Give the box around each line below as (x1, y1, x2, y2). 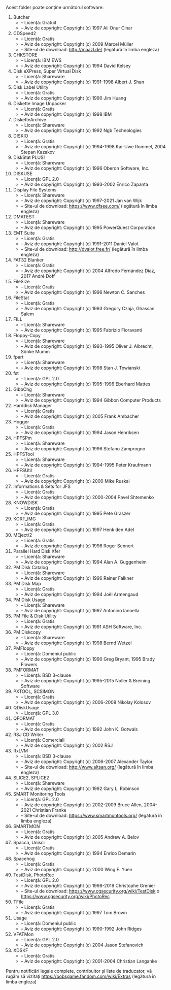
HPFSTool (13, 451, 35, 457)
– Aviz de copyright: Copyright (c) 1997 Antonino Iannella (20, 608, 140, 613)
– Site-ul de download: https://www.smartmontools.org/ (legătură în (20, 812, 162, 818)
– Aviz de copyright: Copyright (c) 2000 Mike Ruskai (20, 478, 130, 484)
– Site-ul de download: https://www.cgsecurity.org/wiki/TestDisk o (20, 888, 160, 894)
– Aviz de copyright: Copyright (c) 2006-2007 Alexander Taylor (20, 758, 153, 765)
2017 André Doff (20, 273, 55, 279)
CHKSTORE (13, 52, 38, 58)
